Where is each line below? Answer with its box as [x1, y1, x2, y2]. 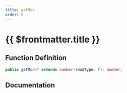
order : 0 [5, 12, 24, 17]
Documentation [5, 81, 55, 89]
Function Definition [5, 54, 67, 62]
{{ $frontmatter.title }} [5, 34, 100, 45]
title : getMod [5, 7, 35, 13]
